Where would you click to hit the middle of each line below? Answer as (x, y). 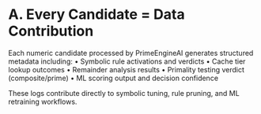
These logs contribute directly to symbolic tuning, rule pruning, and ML (124, 93)
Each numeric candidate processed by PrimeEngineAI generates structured (131, 53)
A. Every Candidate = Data (96, 15)
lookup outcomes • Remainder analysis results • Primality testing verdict (127, 69)
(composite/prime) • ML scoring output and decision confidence (113, 78)
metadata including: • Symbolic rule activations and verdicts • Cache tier (127, 61)
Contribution (51, 31)
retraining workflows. (43, 101)
